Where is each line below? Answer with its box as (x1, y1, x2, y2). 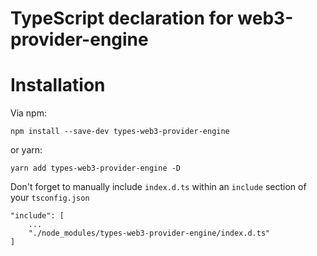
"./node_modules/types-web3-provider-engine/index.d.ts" (28, 228, 271, 239)
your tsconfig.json (10, 192, 90, 204)
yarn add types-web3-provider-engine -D (10, 163, 182, 174)
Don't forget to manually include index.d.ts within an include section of (10, 181, 307, 193)
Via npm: (10, 107, 47, 119)
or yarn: (10, 144, 43, 156)
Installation (10, 74, 106, 97)
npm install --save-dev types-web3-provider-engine (10, 127, 230, 137)
